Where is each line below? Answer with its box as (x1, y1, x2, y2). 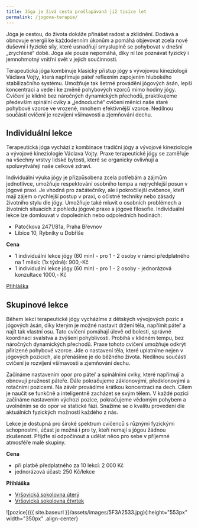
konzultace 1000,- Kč (14, 271, 67, 278)
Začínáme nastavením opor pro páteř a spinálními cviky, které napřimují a (6, 371, 184, 378)
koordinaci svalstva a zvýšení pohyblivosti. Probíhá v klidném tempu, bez (6, 335, 184, 342)
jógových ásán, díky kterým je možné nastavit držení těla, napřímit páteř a (6, 322, 186, 329)
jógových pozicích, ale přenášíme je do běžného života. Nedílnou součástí (6, 353, 187, 361)
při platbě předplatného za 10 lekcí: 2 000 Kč (14, 462, 124, 469)
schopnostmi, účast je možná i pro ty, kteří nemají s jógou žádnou (6, 426, 166, 433)
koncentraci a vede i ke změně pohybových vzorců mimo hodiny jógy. (6, 86, 176, 93)
